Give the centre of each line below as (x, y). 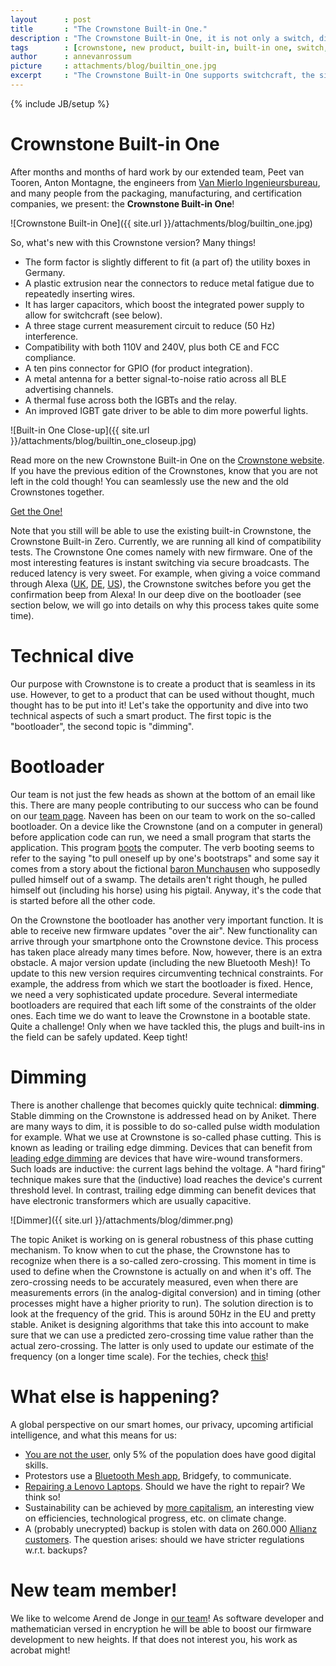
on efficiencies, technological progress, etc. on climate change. (155, 1518)
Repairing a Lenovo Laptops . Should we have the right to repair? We (165, 1486)
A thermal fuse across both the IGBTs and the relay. (131, 400)
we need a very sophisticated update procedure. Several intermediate (154, 994)
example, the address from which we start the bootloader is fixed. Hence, (161, 983)
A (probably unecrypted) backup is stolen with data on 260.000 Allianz (171, 1528)
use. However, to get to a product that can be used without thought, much (162, 694)
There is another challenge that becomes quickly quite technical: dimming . (165, 1105)
